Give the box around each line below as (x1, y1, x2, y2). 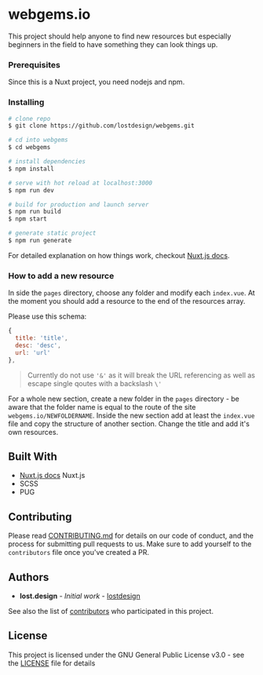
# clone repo (8, 115, 51, 122)
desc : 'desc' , (15, 341, 61, 349)
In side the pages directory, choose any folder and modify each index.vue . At (8, 288, 255, 297)
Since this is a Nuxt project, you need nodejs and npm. (8, 77, 185, 87)
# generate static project (8, 229, 97, 237)
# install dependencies (8, 158, 86, 166)
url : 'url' (15, 348, 51, 356)
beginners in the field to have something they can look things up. (8, 39, 218, 49)
